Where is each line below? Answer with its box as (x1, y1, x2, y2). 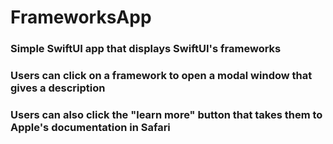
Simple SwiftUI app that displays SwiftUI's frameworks (10, 42, 282, 56)
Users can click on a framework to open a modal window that (10, 69, 313, 83)
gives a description (10, 81, 106, 95)
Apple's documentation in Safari (10, 120, 171, 134)
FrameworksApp (10, 6, 152, 29)
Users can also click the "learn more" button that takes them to (10, 107, 323, 121)
